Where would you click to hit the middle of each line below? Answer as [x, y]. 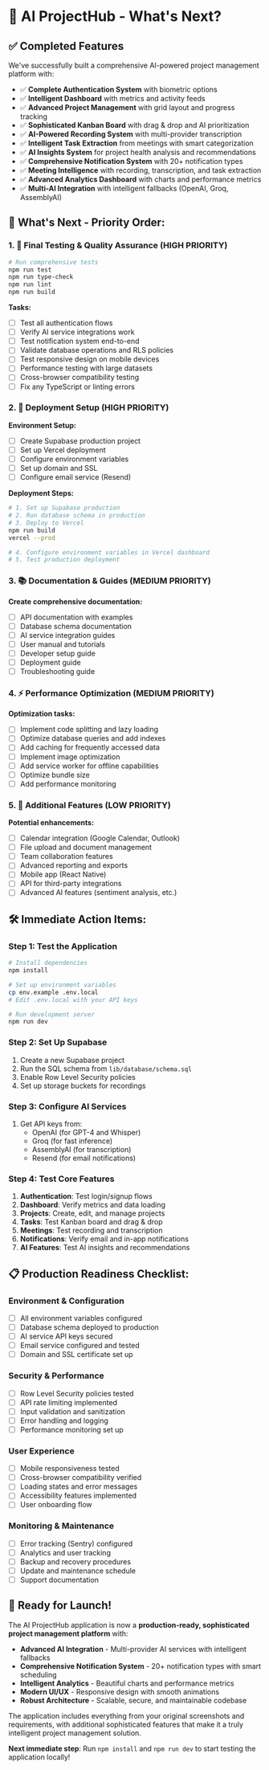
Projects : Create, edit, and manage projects [92, 1213]
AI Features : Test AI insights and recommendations [105, 1248]
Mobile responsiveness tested [69, 1469]
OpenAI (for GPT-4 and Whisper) [86, 1132]
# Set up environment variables [62, 985]
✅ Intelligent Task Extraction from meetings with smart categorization [137, 143]
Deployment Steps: [41, 493]
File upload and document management [86, 848]
